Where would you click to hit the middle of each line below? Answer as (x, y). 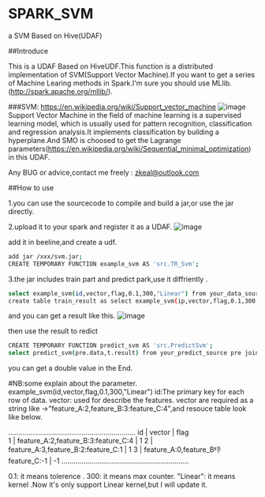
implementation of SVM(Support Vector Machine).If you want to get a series (131, 74)
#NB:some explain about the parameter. (73, 383)
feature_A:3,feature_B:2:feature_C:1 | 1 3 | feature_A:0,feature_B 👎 (115, 450)
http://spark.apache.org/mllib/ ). (62, 91)
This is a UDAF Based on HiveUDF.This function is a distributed (111, 66)
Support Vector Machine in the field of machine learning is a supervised (125, 115)
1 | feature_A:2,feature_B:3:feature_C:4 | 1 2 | (81, 441)
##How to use (31, 187)
